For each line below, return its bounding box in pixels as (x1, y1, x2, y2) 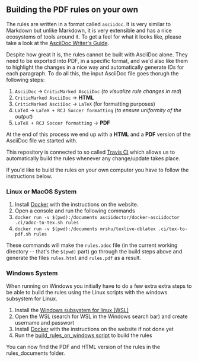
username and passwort (14, 319, 75, 326)
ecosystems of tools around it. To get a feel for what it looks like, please (6, 33, 182, 40)
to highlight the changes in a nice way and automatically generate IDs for (6, 63, 184, 71)
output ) (14, 113, 33, 120)
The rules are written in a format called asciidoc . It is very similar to (6, 20, 171, 27)
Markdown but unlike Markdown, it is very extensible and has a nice (6, 27, 172, 34)
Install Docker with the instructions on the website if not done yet (14, 326, 174, 333)
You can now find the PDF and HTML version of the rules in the (6, 344, 161, 351)
